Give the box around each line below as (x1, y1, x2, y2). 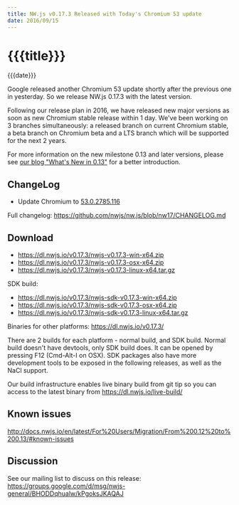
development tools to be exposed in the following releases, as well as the (7, 358, 222, 367)
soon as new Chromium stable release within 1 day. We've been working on (7, 114, 228, 122)
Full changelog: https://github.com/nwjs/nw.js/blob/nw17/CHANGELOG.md (7, 211, 226, 220)
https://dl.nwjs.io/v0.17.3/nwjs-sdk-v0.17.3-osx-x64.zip (17, 301, 178, 309)
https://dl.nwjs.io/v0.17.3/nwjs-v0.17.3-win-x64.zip (17, 250, 164, 260)
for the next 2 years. (7, 137, 67, 145)
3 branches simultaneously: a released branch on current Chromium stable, (7, 122, 229, 130)
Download (7, 232, 53, 244)
